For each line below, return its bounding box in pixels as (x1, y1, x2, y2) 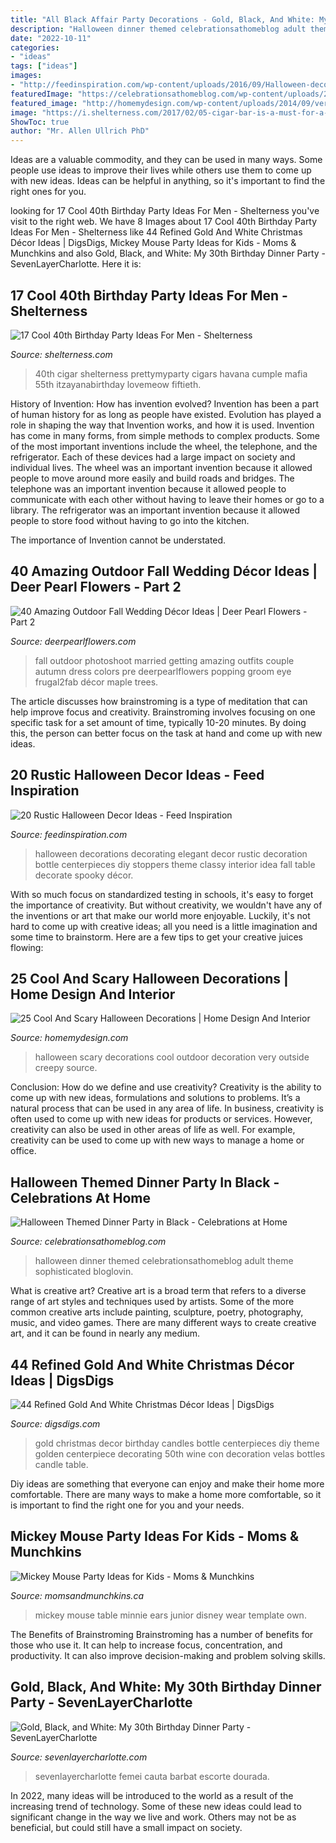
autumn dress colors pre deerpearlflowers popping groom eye (34, 665, 292, 677)
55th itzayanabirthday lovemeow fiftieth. (34, 378, 202, 390)
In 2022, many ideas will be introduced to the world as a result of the (10, 1789, 294, 1801)
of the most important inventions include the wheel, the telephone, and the (10, 440, 318, 452)
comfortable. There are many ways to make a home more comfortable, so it (10, 1489, 322, 1500)
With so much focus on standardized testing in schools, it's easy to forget (10, 888, 314, 900)
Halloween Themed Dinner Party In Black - (10, 1174, 280, 1191)
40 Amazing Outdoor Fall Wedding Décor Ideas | (10, 563, 318, 580)
